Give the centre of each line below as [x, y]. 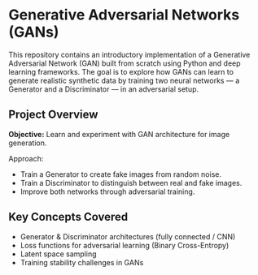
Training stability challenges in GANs [82, 262]
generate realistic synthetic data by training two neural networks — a [124, 80]
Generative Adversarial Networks [124, 15]
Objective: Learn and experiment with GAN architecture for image [119, 134]
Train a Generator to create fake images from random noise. [121, 174]
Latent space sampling [58, 254]
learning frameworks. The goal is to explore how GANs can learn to [121, 71]
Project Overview [53, 115]
